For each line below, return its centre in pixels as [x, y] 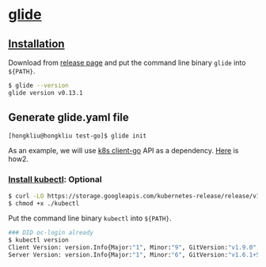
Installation [36, 44]
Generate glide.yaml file [68, 117]
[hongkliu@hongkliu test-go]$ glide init [78, 136]
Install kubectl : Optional [55, 179]
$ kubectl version [38, 240]
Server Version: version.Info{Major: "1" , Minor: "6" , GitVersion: [118, 255]
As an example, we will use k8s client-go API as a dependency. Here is [123, 151]
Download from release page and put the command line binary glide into [127, 62]
